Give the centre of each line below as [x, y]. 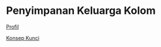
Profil [13, 27]
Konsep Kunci [23, 38]
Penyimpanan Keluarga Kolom [81, 11]
